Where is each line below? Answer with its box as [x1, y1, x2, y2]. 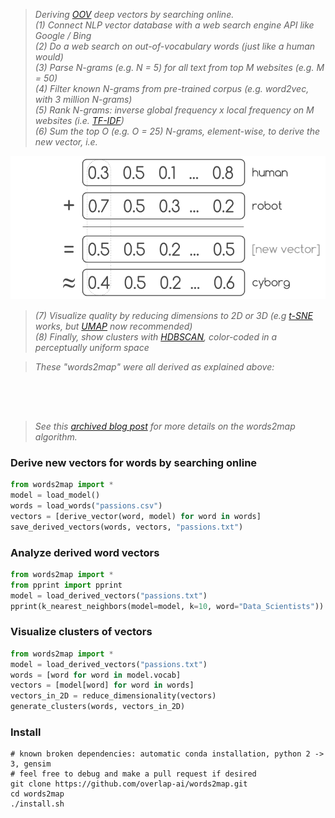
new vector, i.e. [34, 136, 98, 148]
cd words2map [10, 789, 65, 799]
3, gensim [10, 759, 52, 769]
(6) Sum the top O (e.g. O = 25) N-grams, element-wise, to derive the [34, 125, 320, 137]
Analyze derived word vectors [10, 545, 160, 559]
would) [34, 51, 64, 63]
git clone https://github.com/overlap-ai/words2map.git [10, 779, 248, 789]
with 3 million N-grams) [34, 94, 133, 105]
